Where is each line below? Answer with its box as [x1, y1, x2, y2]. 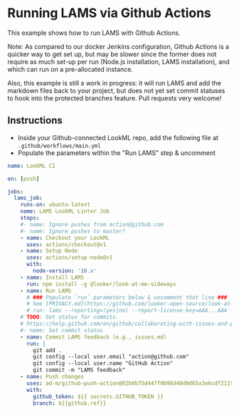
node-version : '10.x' [33, 267, 97, 275]
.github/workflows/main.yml [17, 142, 101, 149]
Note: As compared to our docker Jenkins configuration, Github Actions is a [7, 42, 230, 51]
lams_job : [14, 194, 43, 202]
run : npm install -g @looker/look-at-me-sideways [26, 280, 176, 287]
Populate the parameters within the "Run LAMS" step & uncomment [17, 148, 216, 157]
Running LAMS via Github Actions [7, 5, 212, 21]
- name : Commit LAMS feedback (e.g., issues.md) [20, 333, 167, 341]
